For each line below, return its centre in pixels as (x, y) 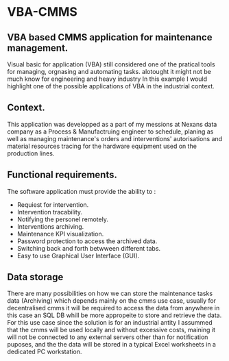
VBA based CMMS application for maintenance (110, 37)
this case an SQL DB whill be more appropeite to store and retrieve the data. (114, 315)
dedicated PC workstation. (45, 352)
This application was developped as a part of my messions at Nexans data (112, 124)
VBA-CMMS (42, 12)
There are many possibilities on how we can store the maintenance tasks (110, 294)
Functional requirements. (62, 175)
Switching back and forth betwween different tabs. (89, 248)
